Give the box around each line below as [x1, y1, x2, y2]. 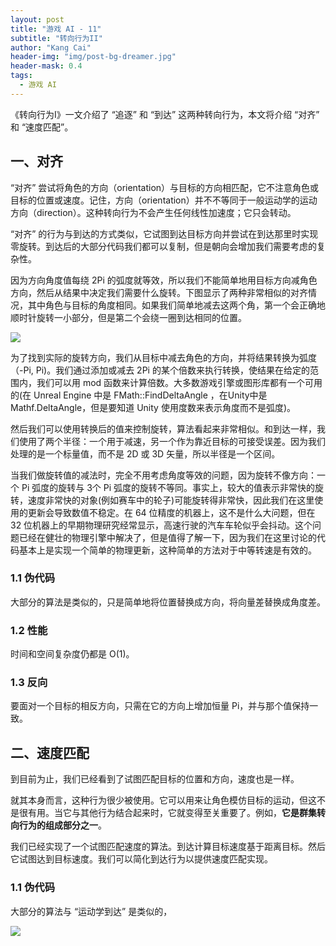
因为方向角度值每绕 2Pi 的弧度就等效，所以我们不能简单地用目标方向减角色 [10, 274, 318, 286]
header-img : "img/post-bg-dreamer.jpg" [10, 52, 177, 62]
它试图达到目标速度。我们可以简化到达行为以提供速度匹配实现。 [10, 853, 273, 865]
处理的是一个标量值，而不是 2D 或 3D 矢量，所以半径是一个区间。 [10, 447, 281, 460]
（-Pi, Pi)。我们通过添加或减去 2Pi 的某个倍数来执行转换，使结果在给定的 [10, 364, 310, 376]
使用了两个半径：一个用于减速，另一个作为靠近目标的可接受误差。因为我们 [18, 435, 326, 447]
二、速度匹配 [10, 744, 90, 761]
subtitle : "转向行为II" [10, 33, 103, 43]
